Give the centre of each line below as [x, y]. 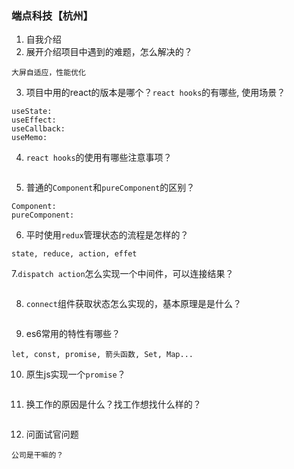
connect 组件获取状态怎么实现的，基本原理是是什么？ [133, 304]
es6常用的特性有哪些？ [73, 334]
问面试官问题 [52, 434]
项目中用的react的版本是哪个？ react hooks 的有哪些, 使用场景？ [155, 93]
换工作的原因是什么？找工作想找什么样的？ [113, 404]
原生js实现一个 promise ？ [75, 374]
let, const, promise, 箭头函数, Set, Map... [102, 355]
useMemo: [29, 138]
